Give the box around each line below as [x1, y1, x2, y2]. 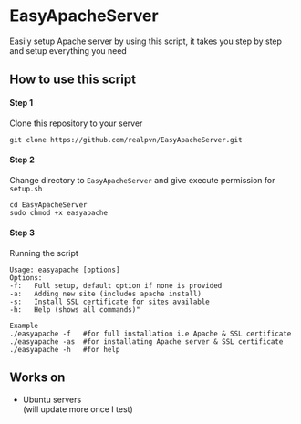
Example [9, 321, 39, 330]
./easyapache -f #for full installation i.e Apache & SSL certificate [9, 329, 292, 338]
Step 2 [9, 154, 35, 165]
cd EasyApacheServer [9, 200, 88, 210]
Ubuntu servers [22, 394, 82, 405]
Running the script [9, 247, 79, 258]
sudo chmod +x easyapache [9, 208, 108, 217]
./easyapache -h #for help [9, 345, 120, 354]
